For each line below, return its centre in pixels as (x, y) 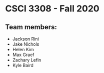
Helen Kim (23, 49)
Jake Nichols (26, 44)
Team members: (31, 27)
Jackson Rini (25, 39)
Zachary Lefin (27, 60)
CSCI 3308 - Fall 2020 (52, 9)
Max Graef (23, 55)
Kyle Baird (23, 65)
